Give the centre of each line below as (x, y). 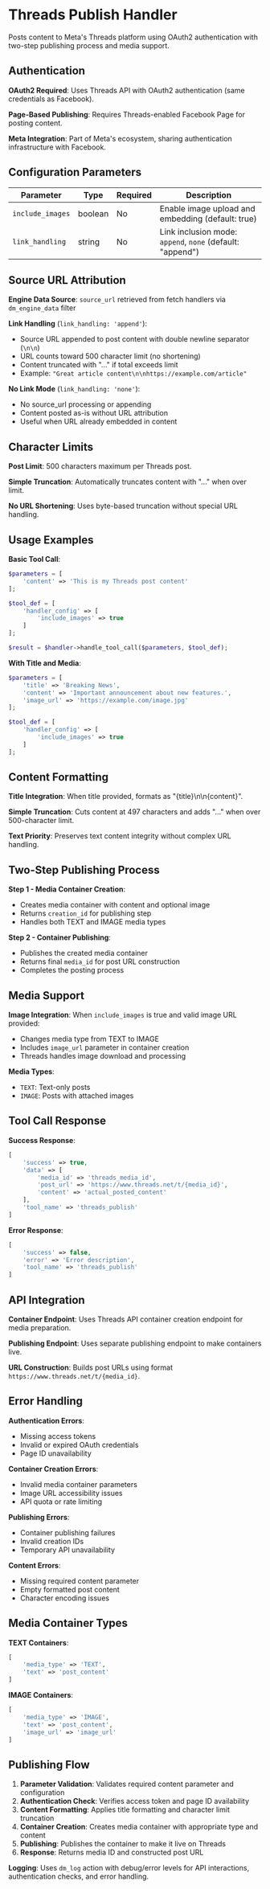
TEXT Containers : (39, 1642)
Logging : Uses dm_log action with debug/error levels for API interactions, (129, 1868)
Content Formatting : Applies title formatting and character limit (125, 1809)
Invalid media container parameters (79, 1484)
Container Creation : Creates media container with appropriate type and (139, 1827)
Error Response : (36, 1230)
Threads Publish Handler (93, 15)
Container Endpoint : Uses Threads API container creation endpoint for (126, 1319)
